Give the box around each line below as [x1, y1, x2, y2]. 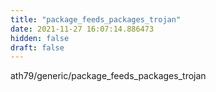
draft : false [10, 42, 65, 53]
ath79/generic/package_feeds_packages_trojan [10, 70, 207, 82]
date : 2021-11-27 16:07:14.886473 [10, 24, 155, 34]
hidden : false [10, 33, 70, 43]
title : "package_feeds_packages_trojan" [10, 14, 182, 25]
